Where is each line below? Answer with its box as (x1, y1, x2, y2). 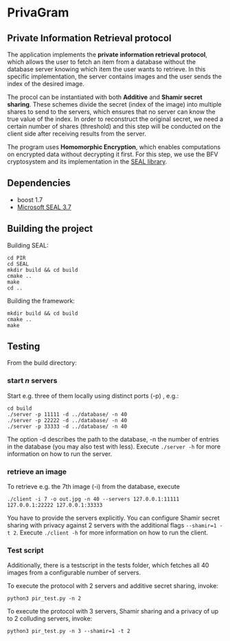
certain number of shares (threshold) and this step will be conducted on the (7, 122, 221, 130)
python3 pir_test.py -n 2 (7, 595, 81, 602)
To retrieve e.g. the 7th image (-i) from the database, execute (7, 483, 181, 491)
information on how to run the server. (7, 449, 113, 458)
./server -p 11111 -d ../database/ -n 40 (7, 411, 128, 417)
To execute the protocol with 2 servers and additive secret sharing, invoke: (7, 582, 218, 590)
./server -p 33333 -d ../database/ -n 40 (7, 423, 128, 430)
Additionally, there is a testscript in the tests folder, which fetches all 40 (7, 561, 209, 569)
